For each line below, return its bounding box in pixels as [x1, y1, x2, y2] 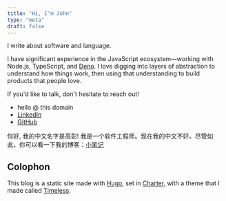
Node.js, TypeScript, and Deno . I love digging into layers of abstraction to [7, 62, 216, 71]
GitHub [17, 118, 38, 126]
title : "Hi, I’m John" [7, 10, 72, 17]
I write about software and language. [7, 42, 112, 50]
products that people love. [7, 77, 82, 85]
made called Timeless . [7, 187, 71, 195]
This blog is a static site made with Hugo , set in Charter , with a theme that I [7, 179, 220, 187]
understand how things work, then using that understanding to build [7, 69, 201, 78]
